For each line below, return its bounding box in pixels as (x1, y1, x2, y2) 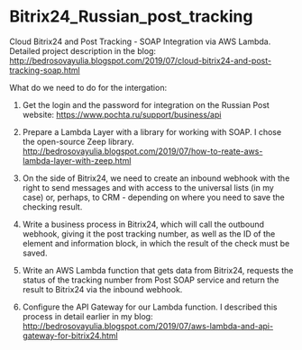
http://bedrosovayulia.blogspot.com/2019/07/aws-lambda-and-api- (22, 320, 273, 331)
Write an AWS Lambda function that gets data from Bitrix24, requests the (22, 265, 294, 275)
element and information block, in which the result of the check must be (22, 238, 290, 248)
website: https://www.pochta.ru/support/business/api (22, 109, 222, 120)
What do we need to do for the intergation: (9, 82, 168, 93)
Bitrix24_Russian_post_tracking (9, 6, 253, 27)
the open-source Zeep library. (22, 136, 134, 147)
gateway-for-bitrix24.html (22, 330, 119, 341)
